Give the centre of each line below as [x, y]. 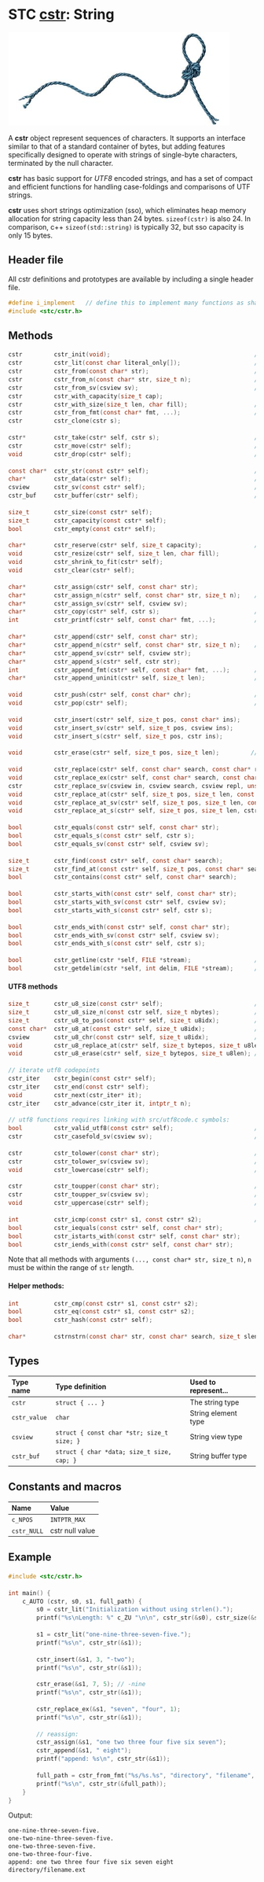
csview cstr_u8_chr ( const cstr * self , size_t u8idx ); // [135, 1037]
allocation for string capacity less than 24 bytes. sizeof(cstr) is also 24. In [130, 219]
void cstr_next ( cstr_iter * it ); [75, 1095]
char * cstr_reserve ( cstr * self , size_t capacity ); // [135, 545]
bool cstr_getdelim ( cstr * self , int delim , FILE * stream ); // [135, 969]
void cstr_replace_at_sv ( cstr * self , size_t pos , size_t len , [126, 803]
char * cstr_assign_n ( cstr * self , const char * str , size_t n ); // [135, 595]
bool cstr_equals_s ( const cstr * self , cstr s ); [101, 836]
